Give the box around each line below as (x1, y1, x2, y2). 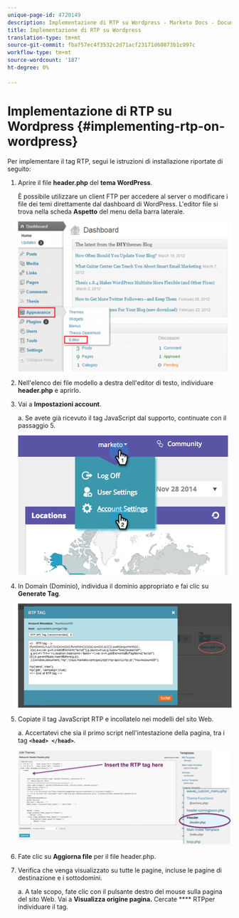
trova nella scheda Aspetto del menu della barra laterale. (17, 207, 185, 216)
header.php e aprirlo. (17, 386, 81, 394)
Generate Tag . (17, 589, 61, 598)
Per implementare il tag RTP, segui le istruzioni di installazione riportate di (7, 157, 223, 165)
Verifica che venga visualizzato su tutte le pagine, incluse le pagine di (17, 865, 222, 875)
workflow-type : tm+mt (7, 49, 72, 56)
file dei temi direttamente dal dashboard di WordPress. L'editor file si (17, 199, 218, 208)
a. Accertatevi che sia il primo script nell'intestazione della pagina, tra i (17, 728, 225, 737)
